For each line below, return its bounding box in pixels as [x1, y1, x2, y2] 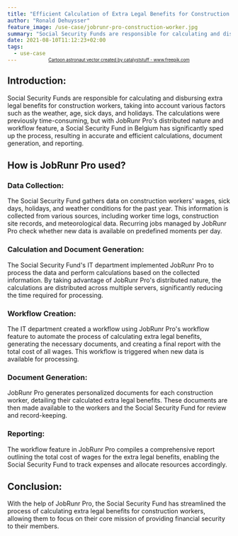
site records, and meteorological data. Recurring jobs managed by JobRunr [7, 219, 227, 228]
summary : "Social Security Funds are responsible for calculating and [7, 30, 220, 38]
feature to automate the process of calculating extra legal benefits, [7, 332, 202, 340]
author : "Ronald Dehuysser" [7, 17, 91, 24]
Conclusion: [7, 480, 62, 493]
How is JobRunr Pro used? [7, 160, 126, 172]
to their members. [7, 522, 59, 530]
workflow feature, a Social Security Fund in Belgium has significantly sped [7, 123, 224, 132]
